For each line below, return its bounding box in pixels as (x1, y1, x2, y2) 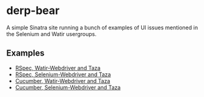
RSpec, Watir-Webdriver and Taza (15, 64, 101, 71)
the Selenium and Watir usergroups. (6, 30, 97, 37)
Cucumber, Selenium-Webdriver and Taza (15, 84, 121, 91)
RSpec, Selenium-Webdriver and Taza (15, 71, 111, 78)
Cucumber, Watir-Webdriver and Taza (15, 77, 111, 84)
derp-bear (6, 4, 60, 18)
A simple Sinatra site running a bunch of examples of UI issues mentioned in (6, 24, 199, 31)
